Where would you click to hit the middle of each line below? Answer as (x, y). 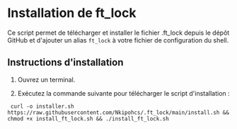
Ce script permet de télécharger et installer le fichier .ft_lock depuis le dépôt (118, 33)
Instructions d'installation (65, 63)
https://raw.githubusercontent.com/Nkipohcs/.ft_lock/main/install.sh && (118, 112)
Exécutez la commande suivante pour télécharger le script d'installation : (123, 93)
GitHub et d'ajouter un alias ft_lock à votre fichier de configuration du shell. (118, 40)
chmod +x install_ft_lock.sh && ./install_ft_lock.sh (88, 118)
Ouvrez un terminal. (46, 79)
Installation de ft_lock (72, 13)
